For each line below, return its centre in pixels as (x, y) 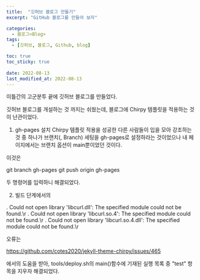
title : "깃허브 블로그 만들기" (41, 12)
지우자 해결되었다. (38, 271)
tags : (13, 40)
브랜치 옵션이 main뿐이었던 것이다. (82, 145)
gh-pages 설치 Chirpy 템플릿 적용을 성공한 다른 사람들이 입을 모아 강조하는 (103, 130)
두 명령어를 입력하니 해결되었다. (43, 183)
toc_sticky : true (28, 62)
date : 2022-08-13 (28, 73)
